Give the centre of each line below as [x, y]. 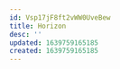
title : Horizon [38, 26]
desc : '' [26, 34]
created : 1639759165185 [54, 51]
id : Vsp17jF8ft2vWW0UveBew [60, 17]
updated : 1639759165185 [54, 43]
